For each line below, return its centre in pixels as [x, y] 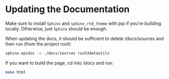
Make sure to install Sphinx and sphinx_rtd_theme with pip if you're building [83, 23]
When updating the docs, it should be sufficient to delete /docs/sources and [85, 38]
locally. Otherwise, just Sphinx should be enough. [56, 28]
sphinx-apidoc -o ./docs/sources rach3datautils [57, 53]
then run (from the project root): [38, 44]
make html [16, 72]
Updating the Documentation [68, 9]
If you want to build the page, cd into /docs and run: [59, 63]
